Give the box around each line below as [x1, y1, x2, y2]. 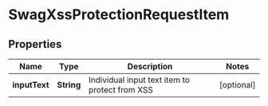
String [57, 80, 81, 90]
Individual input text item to [89, 74, 190, 85]
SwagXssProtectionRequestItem [8, 6, 230, 24]
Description [127, 61, 173, 72]
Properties [8, 37, 62, 51]
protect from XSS [89, 84, 154, 95]
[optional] [219, 80, 256, 90]
